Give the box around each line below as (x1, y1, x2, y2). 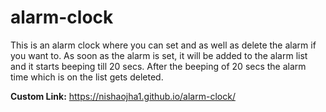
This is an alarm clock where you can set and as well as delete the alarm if (10, 39, 317, 51)
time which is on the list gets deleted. (10, 71, 164, 83)
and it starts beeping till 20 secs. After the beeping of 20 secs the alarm (10, 60, 307, 72)
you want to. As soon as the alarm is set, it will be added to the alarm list (10, 49, 308, 61)
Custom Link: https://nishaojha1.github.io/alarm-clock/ (10, 90, 236, 102)
